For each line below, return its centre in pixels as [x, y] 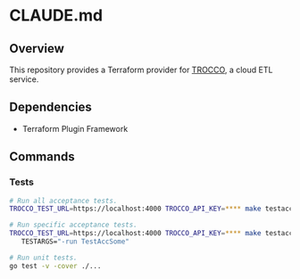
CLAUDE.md [56, 16]
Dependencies [50, 107]
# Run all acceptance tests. [63, 201]
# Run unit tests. [43, 258]
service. [24, 79]
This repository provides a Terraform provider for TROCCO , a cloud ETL [141, 70]
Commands [42, 157]
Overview [37, 49]
